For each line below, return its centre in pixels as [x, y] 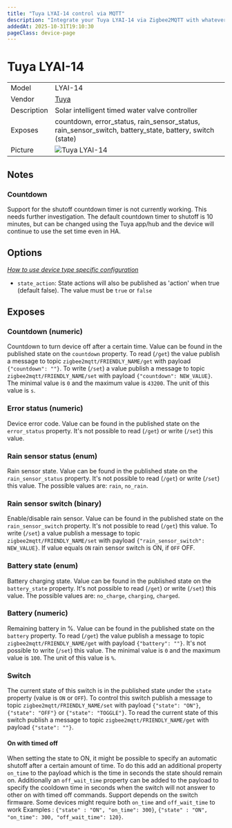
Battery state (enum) [42, 566]
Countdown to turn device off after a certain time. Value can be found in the [115, 346]
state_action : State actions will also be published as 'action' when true [118, 283]
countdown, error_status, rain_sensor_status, [127, 121]
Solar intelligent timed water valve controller [126, 110]
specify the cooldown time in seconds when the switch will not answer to [111, 788]
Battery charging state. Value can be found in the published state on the [109, 581]
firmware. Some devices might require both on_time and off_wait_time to [111, 802]
